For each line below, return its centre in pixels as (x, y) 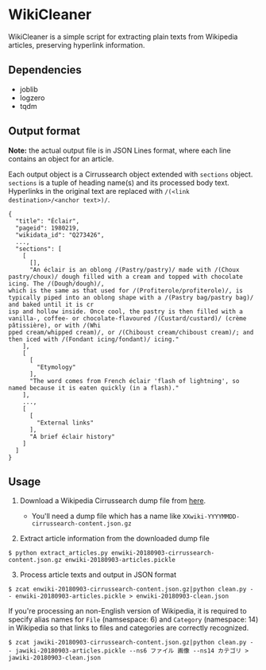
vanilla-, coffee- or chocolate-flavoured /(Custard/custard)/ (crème (127, 318)
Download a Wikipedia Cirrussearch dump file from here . (113, 501)
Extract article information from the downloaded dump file (115, 539)
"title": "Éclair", (48, 221)
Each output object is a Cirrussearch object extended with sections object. (131, 174)
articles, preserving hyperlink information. (77, 45)
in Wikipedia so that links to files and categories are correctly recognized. (129, 628)
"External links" (65, 423)
